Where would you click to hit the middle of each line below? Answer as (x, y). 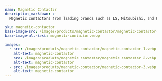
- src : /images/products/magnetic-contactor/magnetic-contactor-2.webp (83, 58)
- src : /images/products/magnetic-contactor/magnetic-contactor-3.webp (83, 67)
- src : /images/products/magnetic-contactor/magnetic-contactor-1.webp (83, 49)
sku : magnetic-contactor (30, 27)
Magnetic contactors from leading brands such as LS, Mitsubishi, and (82, 18)
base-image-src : (21, 32)
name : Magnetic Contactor (31, 9)
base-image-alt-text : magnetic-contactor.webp (53, 36)
